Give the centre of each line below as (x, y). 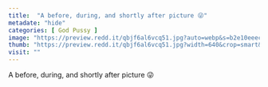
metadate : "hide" (37, 23)
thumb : (19, 45)
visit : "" (25, 52)
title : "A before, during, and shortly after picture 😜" (108, 15)
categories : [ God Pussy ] (53, 30)
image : (19, 38)
